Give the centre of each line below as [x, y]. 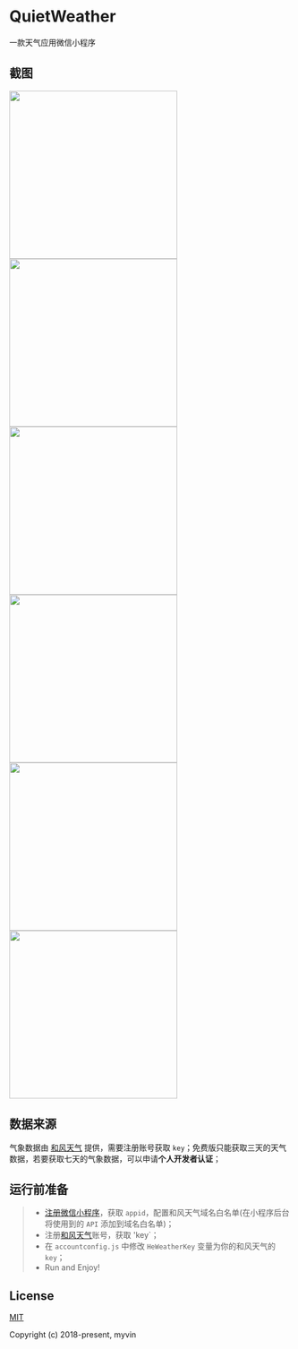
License [32, 1296]
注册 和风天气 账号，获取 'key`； [102, 1235]
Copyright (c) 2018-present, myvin [73, 1335]
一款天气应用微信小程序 [52, 42]
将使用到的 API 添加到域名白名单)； [109, 1224]
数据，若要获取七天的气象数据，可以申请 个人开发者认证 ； [115, 1158]
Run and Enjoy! [72, 1267]
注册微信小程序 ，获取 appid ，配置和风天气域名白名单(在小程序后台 [167, 1213]
